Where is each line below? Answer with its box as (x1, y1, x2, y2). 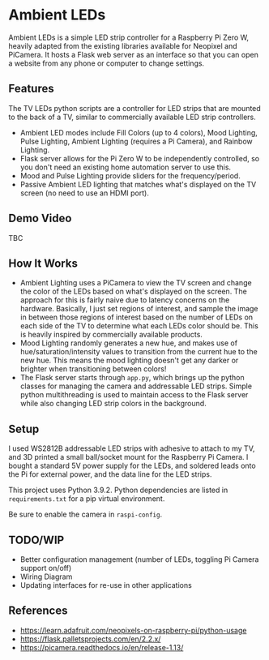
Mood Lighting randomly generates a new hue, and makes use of (19, 338, 237, 348)
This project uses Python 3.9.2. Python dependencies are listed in (8, 485, 228, 495)
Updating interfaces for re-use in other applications (19, 581, 192, 589)
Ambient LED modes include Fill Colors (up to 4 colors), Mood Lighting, (19, 127, 258, 137)
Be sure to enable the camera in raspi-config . (8, 509, 163, 520)
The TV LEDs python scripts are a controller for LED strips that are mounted (8, 103, 261, 113)
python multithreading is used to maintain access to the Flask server (19, 390, 249, 400)
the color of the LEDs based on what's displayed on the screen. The (19, 286, 247, 297)
